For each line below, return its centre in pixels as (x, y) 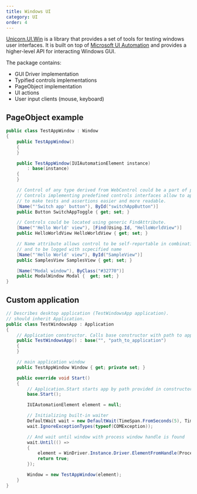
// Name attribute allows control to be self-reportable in (91, 244)
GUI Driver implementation (47, 74)
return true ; (53, 459)
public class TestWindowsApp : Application (60, 324)
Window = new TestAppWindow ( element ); (74, 475)
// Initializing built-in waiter (68, 416)
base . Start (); (44, 394)
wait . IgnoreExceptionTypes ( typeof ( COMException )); (90, 426)
